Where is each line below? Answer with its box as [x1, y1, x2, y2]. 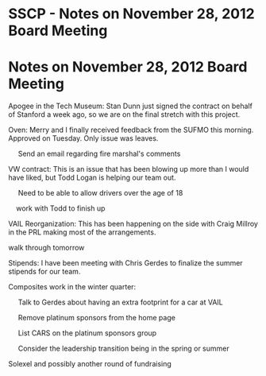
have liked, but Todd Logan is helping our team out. [8, 172, 176, 183]
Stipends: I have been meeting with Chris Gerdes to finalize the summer [8, 258, 244, 268]
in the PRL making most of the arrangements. [8, 227, 156, 237]
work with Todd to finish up [15, 204, 106, 213]
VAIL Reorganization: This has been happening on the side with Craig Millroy [8, 219, 258, 229]
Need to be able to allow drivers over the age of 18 [17, 188, 183, 198]
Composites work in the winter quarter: [8, 282, 137, 292]
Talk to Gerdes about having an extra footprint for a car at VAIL [17, 297, 224, 307]
